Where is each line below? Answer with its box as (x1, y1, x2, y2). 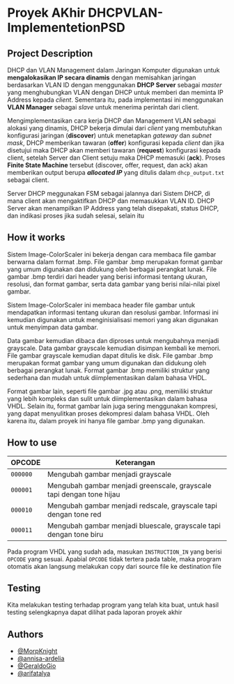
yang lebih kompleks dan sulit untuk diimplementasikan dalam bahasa (7, 394, 208, 402)
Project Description (7, 47, 93, 59)
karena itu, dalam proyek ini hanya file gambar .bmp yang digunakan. (7, 416, 205, 425)
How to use (7, 437, 57, 449)
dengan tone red (47, 509, 102, 519)
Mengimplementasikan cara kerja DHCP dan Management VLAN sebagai (7, 116, 217, 125)
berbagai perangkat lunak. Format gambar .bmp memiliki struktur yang (7, 366, 210, 374)
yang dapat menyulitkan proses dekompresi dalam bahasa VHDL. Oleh (7, 409, 210, 418)
